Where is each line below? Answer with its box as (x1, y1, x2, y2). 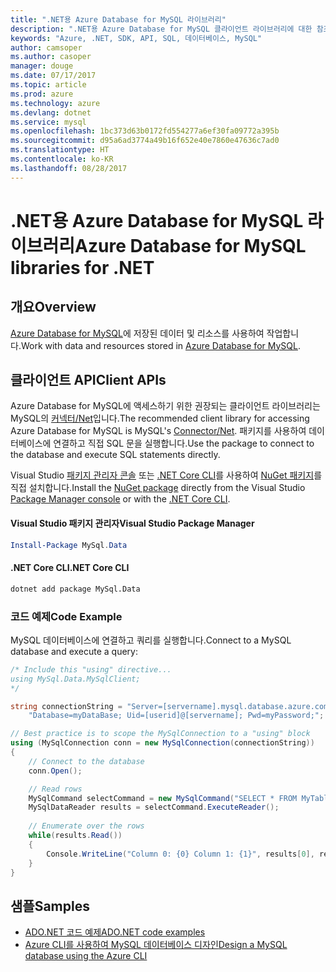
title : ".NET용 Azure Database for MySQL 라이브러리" (10, 14, 227, 25)
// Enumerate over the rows (28, 821, 145, 831)
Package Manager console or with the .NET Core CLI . (10, 493, 231, 505)
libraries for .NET (10, 256, 155, 279)
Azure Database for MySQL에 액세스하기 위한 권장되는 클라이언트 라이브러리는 (10, 400, 321, 412)
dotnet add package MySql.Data (10, 584, 141, 594)
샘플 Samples (10, 897, 90, 915)
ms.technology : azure (10, 98, 101, 108)
